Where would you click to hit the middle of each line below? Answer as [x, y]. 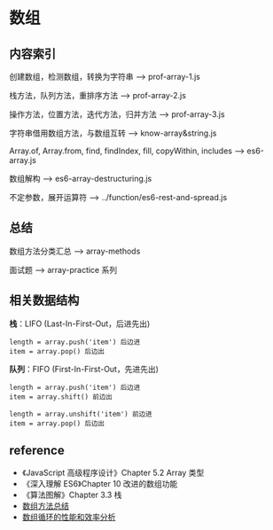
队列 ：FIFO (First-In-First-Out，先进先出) [84, 369]
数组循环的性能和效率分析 [69, 517]
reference [37, 451]
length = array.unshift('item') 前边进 [81, 414]
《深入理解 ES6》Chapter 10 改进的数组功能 [100, 484]
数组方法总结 [45, 506]
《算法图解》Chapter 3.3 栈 [72, 495]
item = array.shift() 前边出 [61, 397]
